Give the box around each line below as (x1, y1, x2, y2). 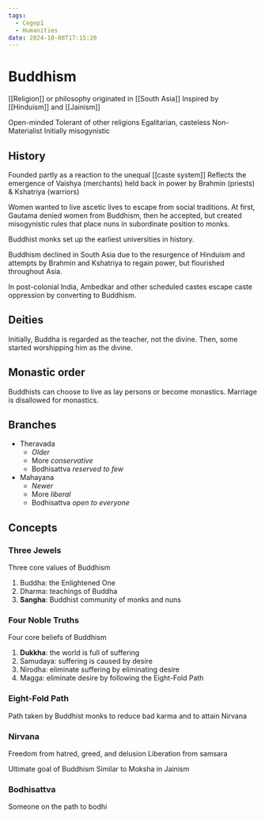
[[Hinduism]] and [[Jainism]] (8, 102, 100, 112)
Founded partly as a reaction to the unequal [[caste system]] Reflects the (8, 170, 247, 179)
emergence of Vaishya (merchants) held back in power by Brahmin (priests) (8, 179, 256, 188)
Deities (8, 314, 44, 327)
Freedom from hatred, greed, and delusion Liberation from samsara (8, 749, 228, 759)
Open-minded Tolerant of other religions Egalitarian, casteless (8, 118, 211, 128)
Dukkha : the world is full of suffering (19, 648, 140, 657)
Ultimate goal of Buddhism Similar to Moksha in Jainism (8, 764, 190, 774)
